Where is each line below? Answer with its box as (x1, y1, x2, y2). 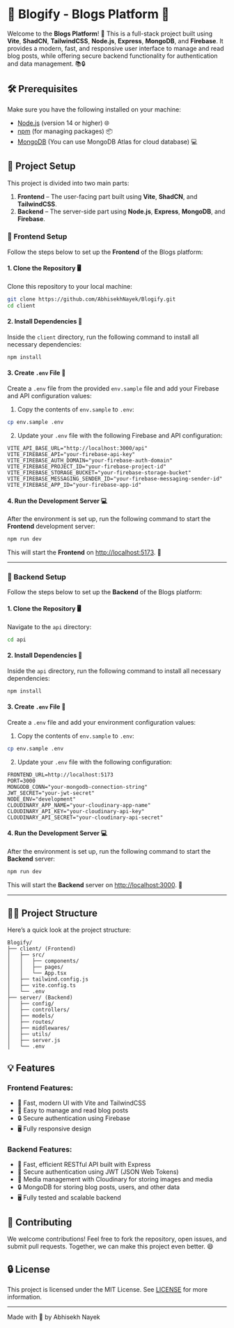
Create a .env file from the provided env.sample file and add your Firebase (7, 384, 219, 393)
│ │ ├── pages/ (7, 964, 64, 971)
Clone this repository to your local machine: (7, 282, 132, 291)
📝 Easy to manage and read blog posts (17, 1106, 129, 1115)
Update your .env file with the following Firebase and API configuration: (17, 431, 223, 439)
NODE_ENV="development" (7, 795, 77, 803)
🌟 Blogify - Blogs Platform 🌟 (7, 6, 170, 22)
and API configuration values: (7, 392, 92, 400)
